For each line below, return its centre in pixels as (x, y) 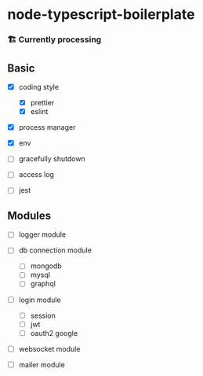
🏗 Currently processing (54, 39)
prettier (42, 102)
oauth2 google (54, 333)
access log (36, 175)
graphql (43, 284)
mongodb (46, 266)
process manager (47, 127)
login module (40, 300)
